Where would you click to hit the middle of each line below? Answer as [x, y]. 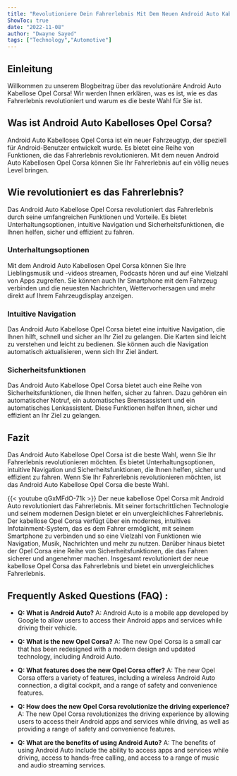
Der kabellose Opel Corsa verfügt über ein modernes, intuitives [99, 521]
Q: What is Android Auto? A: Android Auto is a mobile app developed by [123, 613]
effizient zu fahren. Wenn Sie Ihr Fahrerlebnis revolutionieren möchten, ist [114, 477]
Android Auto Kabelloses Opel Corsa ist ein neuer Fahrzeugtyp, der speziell [117, 140]
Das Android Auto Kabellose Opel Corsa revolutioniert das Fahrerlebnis [110, 209]
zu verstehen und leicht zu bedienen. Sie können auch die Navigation [108, 344]
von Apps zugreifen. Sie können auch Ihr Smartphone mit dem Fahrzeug [112, 281]
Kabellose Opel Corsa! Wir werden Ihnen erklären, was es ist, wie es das [113, 93]
